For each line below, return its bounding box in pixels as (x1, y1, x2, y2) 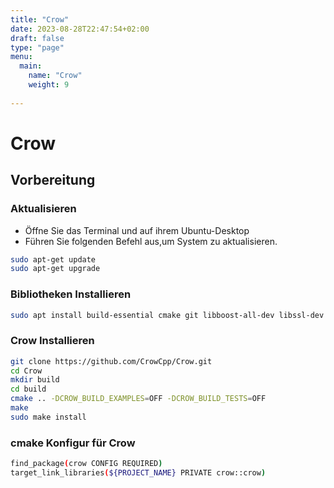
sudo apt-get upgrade (10, 264, 101, 274)
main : (19, 61, 43, 71)
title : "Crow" (10, 14, 70, 25)
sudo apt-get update (10, 254, 97, 265)
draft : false (10, 33, 65, 43)
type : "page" (10, 42, 65, 53)
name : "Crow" (28, 71, 83, 81)
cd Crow (10, 366, 43, 376)
